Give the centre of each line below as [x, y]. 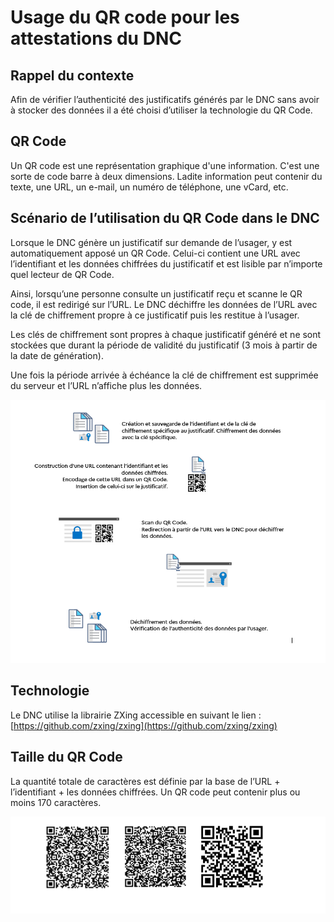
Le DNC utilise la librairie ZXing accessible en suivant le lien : [136, 715]
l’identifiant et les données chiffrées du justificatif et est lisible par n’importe [166, 263]
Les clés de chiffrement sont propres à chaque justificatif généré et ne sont [166, 334]
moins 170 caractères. [56, 802]
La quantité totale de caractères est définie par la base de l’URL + [145, 781]
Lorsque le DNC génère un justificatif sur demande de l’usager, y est [151, 242]
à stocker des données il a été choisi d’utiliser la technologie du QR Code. [161, 110]
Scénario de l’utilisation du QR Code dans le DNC [165, 218]
